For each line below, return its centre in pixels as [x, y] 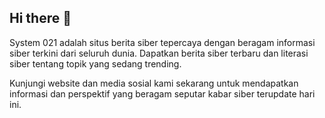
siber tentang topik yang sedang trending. [95, 63]
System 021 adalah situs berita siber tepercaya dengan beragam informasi [162, 42]
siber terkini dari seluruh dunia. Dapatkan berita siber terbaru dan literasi [159, 53]
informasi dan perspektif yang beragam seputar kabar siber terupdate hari [162, 93]
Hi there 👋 [40, 18]
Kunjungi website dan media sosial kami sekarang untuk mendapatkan [154, 83]
